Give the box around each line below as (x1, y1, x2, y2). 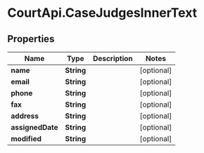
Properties (7, 33, 55, 45)
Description (92, 54, 134, 63)
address (11, 111, 39, 121)
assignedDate (11, 123, 58, 132)
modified (11, 134, 42, 143)
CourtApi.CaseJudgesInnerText (7, 5, 198, 21)
